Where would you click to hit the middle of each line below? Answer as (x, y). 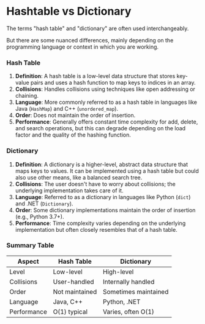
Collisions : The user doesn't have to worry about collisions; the (95, 184)
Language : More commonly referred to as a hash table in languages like (106, 102)
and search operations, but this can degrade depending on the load (100, 128)
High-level (118, 272)
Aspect (28, 261)
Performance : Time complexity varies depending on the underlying (100, 223)
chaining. (27, 96)
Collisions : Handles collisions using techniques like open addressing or (105, 89)
